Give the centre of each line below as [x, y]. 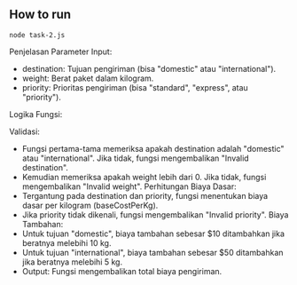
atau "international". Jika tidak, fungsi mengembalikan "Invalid [136, 158]
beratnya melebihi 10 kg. [66, 242]
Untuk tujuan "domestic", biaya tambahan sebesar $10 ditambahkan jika [153, 234]
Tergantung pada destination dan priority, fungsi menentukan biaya [145, 195]
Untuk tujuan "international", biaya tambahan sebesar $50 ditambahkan [152, 252]
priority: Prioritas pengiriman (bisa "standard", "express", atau [135, 87]
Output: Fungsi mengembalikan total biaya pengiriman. [122, 271]
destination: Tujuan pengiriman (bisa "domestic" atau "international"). [149, 68]
